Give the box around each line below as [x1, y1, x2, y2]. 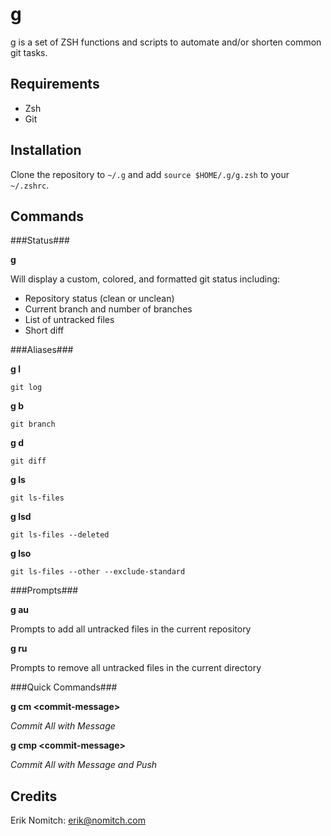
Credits [10, 788, 58, 805]
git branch [10, 419, 56, 430]
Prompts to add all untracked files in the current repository [10, 623, 252, 635]
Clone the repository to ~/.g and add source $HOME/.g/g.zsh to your [10, 168, 290, 180]
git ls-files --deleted [10, 530, 110, 540]
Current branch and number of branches [24, 303, 193, 315]
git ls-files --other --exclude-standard [10, 567, 186, 577]
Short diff [24, 324, 65, 337]
